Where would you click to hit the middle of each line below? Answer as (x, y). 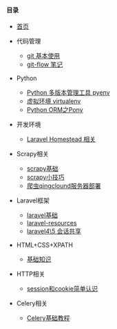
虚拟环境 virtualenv (54, 101)
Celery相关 (32, 303)
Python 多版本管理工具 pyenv (68, 93)
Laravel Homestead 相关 (61, 139)
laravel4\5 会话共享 (54, 232)
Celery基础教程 (48, 318)
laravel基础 (42, 215)
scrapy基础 (43, 169)
